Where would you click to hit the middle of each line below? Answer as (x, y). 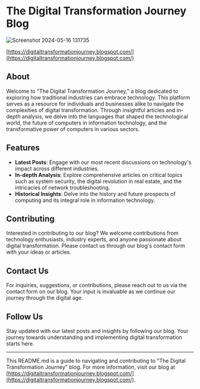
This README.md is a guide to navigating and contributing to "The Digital (96, 361)
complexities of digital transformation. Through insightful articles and (91, 110)
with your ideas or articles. (39, 252)
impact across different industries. (57, 169)
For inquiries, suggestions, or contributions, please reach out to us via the (97, 285)
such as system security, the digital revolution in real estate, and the (98, 181)
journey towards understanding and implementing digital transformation (94, 337)
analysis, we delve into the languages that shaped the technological (105, 116)
